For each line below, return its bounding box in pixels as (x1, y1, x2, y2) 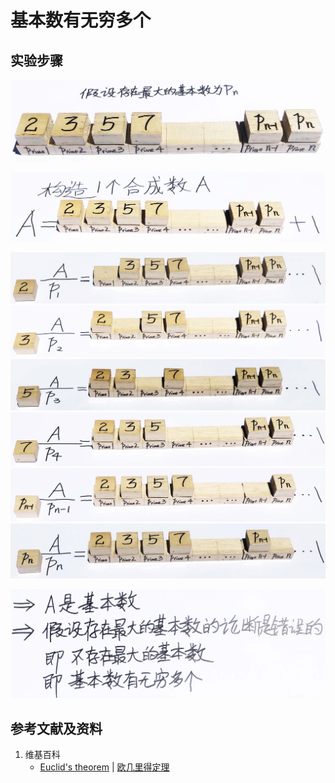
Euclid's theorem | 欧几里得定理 (39, 761, 170, 773)
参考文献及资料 (10, 720, 103, 737)
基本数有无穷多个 (10, 9, 152, 32)
